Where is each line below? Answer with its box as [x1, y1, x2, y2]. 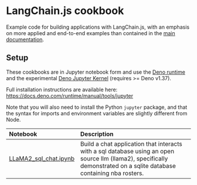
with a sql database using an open [80, 147, 175, 155]
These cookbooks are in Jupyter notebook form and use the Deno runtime [6, 68, 186, 76]
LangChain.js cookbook [6, 4, 124, 18]
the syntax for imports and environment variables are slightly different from [6, 109, 188, 117]
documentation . [6, 36, 45, 43]
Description [80, 130, 114, 138]
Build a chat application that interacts [80, 139, 183, 148]
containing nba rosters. [80, 169, 144, 177]
